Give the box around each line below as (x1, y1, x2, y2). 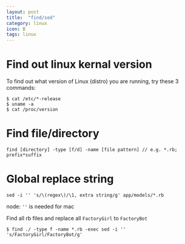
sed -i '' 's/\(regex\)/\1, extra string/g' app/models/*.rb (6, 192, 164, 198)
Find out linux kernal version (6, 58, 153, 72)
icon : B (6, 25, 26, 32)
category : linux (6, 20, 47, 26)
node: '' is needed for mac (6, 203, 75, 210)
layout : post (6, 8, 39, 15)
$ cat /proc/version (6, 107, 59, 113)
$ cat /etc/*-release (6, 96, 61, 102)
